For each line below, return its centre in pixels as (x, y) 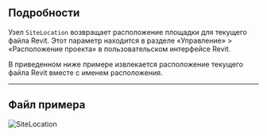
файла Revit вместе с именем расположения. (85, 72)
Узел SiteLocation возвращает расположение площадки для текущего (128, 32)
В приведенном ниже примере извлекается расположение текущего (126, 64)
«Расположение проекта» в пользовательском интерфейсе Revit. (120, 49)
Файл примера (47, 105)
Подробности (44, 13)
